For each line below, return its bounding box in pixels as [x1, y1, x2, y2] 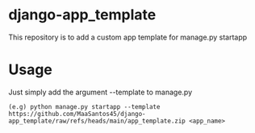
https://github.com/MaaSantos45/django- [8, 110, 147, 118]
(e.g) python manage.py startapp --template [8, 102, 161, 110]
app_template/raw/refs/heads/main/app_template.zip [8, 117, 186, 125]
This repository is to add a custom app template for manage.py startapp [8, 32, 248, 42]
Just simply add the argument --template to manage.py [8, 87, 193, 97]
